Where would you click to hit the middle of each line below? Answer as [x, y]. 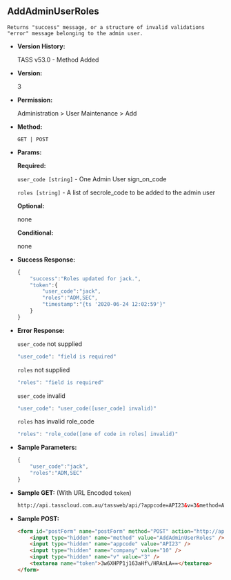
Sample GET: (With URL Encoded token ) [74, 492]
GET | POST [33, 139]
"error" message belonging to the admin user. [75, 33]
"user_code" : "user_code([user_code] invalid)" [87, 408]
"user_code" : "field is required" [67, 356]
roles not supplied [43, 370]
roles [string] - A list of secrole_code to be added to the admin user [116, 192]
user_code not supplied [50, 344]
